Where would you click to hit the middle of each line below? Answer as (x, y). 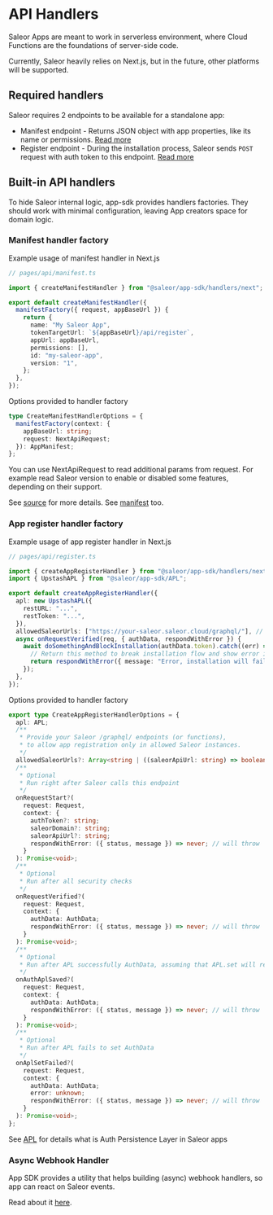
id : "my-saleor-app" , (67, 355)
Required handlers (56, 96)
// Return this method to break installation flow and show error (145, 654)
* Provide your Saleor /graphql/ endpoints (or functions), (123, 738)
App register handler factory (66, 524)
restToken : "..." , (54, 616)
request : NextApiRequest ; (67, 439)
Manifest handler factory (59, 240)
